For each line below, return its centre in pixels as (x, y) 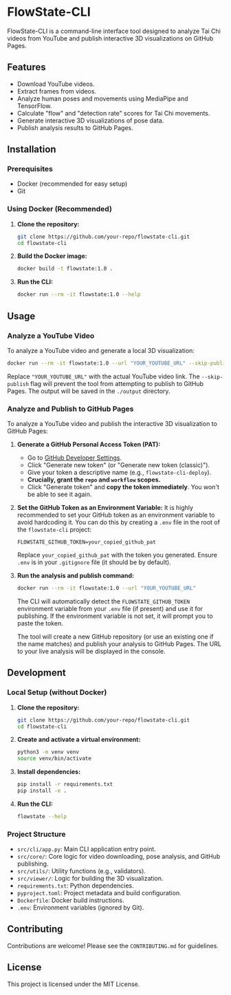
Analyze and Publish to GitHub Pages (70, 409)
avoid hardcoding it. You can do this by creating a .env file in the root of (118, 522)
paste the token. (40, 623)
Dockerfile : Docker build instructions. (70, 900)
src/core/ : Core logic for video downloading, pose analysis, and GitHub (119, 857)
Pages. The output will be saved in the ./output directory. (89, 391)
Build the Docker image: (52, 256)
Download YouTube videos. (56, 84)
